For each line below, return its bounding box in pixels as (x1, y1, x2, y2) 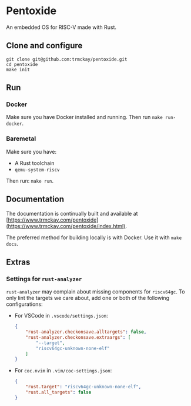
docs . (6, 240, 19, 247)
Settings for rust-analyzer (6, 275, 82, 283)
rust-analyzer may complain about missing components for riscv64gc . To (6, 288, 185, 295)
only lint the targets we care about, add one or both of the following (6, 295, 169, 302)
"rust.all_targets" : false (25, 390, 92, 395)
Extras (6, 257, 31, 267)
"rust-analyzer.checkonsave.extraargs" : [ (25, 334, 131, 340)
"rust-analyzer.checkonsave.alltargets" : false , (25, 329, 147, 335)
